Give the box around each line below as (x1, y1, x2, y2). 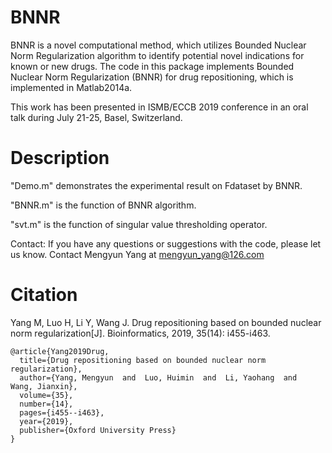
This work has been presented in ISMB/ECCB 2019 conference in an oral (10, 101, 309, 113)
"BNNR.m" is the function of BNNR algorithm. (10, 199, 197, 211)
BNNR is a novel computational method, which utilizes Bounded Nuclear (10, 39, 307, 51)
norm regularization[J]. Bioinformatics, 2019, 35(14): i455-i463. (10, 327, 271, 339)
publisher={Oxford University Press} (19, 425, 177, 435)
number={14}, (19, 399, 74, 409)
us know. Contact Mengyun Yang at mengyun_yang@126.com (10, 248, 265, 260)
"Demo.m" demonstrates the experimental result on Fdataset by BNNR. (10, 179, 303, 191)
